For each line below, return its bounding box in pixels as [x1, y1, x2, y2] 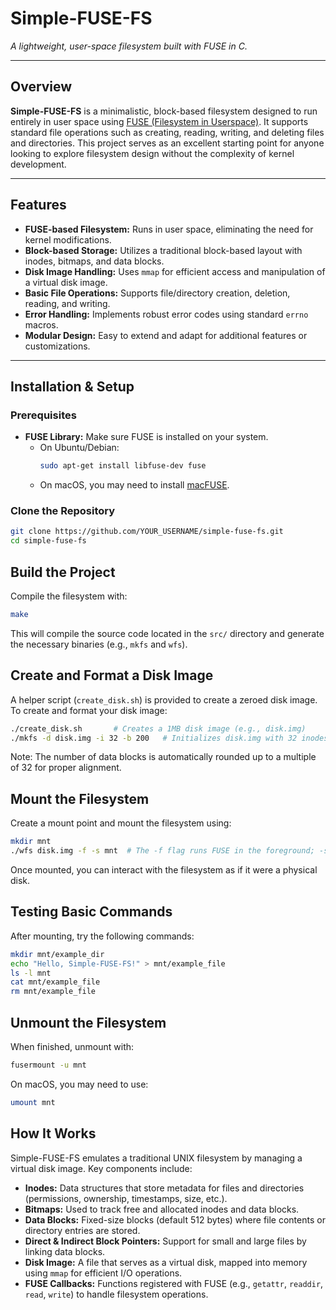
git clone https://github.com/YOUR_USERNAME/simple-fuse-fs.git [10, 527, 284, 537]
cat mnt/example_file [10, 977, 101, 987]
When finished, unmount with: [10, 1040, 135, 1052]
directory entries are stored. [24, 1224, 141, 1236]
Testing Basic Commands [10, 903, 173, 921]
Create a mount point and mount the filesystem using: [10, 817, 232, 829]
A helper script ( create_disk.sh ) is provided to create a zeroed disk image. [10, 693, 318, 706]
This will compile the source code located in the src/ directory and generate [10, 627, 325, 639]
